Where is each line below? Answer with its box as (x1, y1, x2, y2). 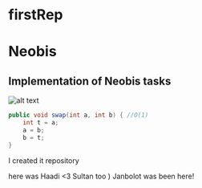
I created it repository (8, 155, 80, 166)
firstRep (8, 6, 63, 24)
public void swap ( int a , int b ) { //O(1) (8, 111, 149, 120)
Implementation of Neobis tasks (8, 74, 172, 88)
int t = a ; (22, 119, 59, 127)
